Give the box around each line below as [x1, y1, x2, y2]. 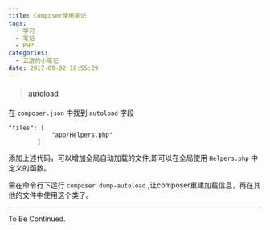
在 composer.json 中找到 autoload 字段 [8, 108, 135, 117]
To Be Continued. [8, 214, 66, 224]
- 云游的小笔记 [15, 57, 59, 65]
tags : [8, 19, 27, 27]
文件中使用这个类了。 [22, 190, 93, 199]
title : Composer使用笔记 [8, 11, 87, 20]
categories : [8, 49, 48, 57]
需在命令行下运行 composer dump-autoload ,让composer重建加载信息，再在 [8, 180, 254, 190]
